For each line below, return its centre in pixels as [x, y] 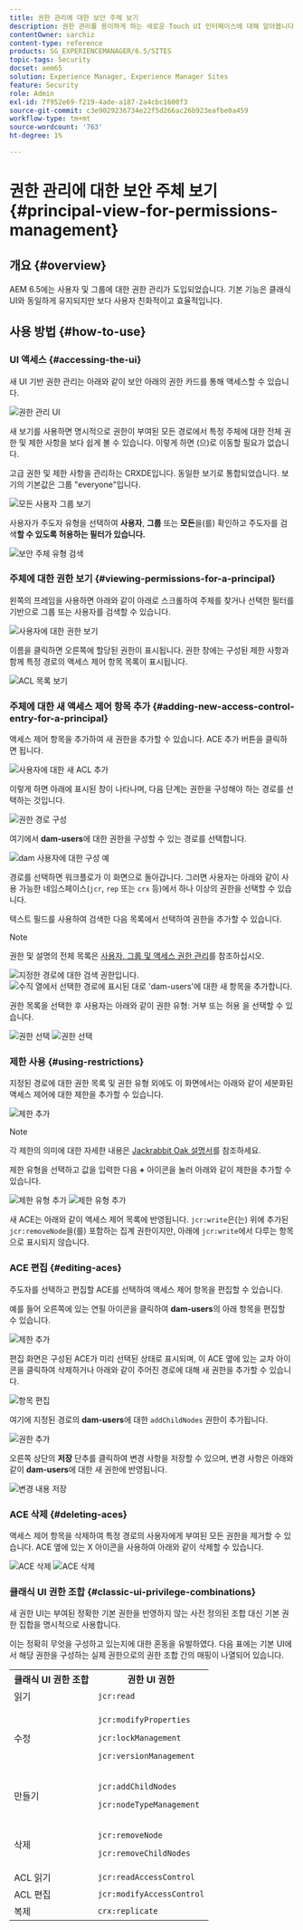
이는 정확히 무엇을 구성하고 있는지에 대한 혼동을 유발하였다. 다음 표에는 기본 [142, 1644]
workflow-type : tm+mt [50, 119]
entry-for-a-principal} [59, 718]
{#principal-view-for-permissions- [144, 211]
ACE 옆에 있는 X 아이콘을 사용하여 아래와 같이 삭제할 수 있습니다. [150, 1547]
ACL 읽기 [33, 1877]
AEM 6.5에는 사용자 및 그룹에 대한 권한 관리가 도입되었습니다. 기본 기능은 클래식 [150, 289]
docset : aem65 [36, 69]
